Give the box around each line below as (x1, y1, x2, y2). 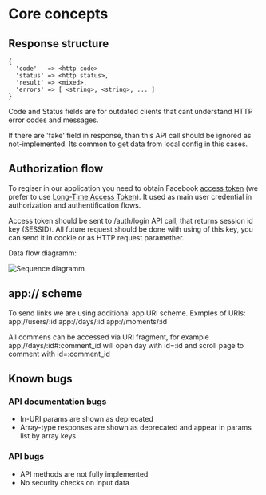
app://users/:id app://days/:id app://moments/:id (8, 316, 168, 326)
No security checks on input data (19, 477, 129, 487)
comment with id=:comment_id (8, 349, 110, 358)
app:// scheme (8, 287, 83, 300)
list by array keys (19, 431, 77, 441)
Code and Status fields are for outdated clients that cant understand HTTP (8, 107, 253, 116)
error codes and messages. (8, 115, 99, 125)
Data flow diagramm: (8, 248, 77, 258)
